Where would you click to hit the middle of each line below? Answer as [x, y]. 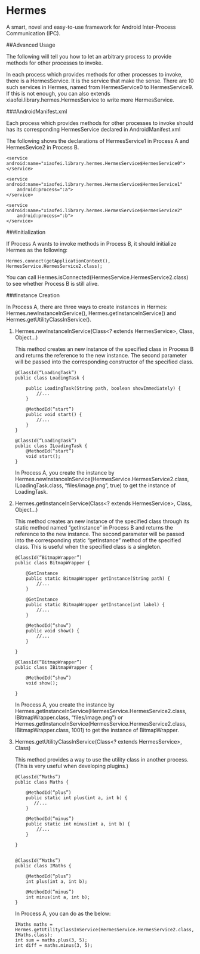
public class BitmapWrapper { [53, 562]
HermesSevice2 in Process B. [43, 147]
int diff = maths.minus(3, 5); [54, 945]
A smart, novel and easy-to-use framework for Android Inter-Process [91, 27]
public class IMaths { [43, 866]
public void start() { [54, 414]
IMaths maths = [34, 924]
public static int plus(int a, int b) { [77, 798]
